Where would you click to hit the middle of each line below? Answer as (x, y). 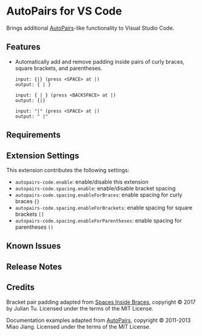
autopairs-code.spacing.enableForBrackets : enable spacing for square (104, 207)
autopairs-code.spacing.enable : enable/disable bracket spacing (95, 188)
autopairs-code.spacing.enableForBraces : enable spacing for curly (99, 195)
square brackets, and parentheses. (59, 68)
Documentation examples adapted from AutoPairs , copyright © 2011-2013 (99, 320)
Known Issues (34, 246)
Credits (21, 287)
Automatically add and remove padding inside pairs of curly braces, (100, 61)
